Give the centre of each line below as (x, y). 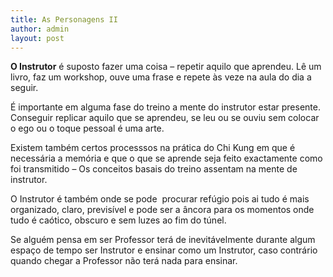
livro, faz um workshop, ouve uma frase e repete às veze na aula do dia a (161, 77)
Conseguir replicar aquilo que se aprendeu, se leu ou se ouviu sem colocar (165, 118)
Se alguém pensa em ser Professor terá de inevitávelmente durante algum (163, 240)
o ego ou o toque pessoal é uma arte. (87, 128)
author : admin (40, 29)
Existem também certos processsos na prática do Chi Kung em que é (153, 148)
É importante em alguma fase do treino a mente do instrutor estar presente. (165, 107)
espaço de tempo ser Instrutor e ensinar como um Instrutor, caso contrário (164, 250)
